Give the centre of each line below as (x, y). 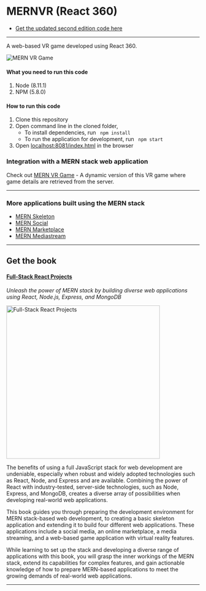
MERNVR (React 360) (62, 11)
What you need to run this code (47, 72)
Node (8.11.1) (31, 86)
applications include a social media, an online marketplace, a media (91, 531)
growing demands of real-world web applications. (69, 576)
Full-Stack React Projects (39, 276)
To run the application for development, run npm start (94, 139)
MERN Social (32, 223)
